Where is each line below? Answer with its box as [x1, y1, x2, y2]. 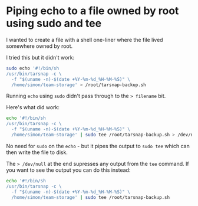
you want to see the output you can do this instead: [6, 166, 131, 174]
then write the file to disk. [6, 149, 68, 156]
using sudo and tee [6, 17, 102, 30]
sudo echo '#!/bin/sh [6, 65, 60, 71]
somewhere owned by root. [6, 42, 73, 50]
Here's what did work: [6, 104, 60, 111]
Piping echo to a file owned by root [6, 4, 179, 18]
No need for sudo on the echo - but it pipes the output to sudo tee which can [6, 142, 190, 149]
